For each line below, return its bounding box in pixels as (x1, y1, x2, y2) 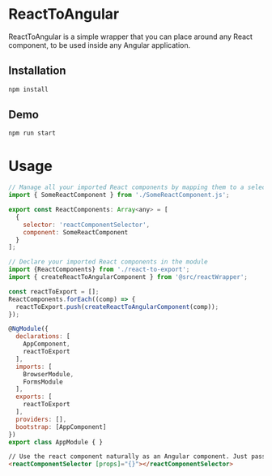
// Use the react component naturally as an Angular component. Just (8, 452, 249, 461)
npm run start (8, 129, 57, 138)
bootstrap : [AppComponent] (15, 422, 107, 431)
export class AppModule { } (8, 438, 104, 446)
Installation (8, 64, 66, 78)
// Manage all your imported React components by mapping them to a (8, 183, 244, 191)
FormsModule (23, 378, 63, 386)
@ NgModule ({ (8, 325, 49, 333)
